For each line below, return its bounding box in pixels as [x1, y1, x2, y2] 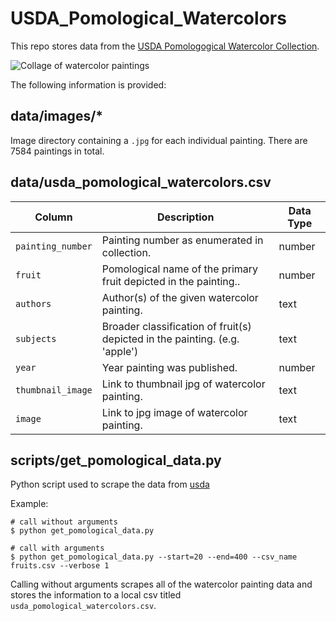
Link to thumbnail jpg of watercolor [101, 377, 266, 391]
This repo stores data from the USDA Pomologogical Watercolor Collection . [10, 40, 320, 52]
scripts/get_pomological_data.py [10, 452, 222, 469]
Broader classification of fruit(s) [101, 319, 252, 333]
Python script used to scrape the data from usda [10, 478, 210, 491]
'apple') [101, 344, 139, 358]
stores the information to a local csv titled [10, 589, 182, 601]
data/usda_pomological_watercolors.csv [10, 174, 272, 191]
